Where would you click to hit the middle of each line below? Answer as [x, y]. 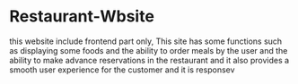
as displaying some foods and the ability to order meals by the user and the [149, 50]
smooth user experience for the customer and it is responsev [122, 70]
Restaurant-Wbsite [82, 17]
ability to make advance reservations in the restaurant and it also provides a [149, 60]
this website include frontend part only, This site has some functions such [146, 41]
